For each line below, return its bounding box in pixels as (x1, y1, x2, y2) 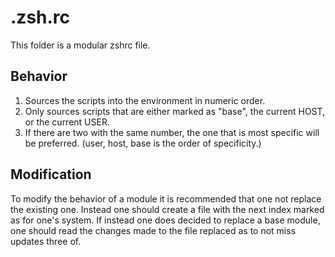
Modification (10, 166, 92, 183)
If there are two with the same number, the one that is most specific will (24, 126, 320, 138)
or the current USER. (24, 116, 110, 128)
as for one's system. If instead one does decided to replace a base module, (10, 214, 321, 226)
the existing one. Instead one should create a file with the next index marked (10, 203, 325, 215)
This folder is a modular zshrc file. (10, 39, 151, 51)
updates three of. (10, 235, 82, 247)
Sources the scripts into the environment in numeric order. (24, 94, 266, 106)
